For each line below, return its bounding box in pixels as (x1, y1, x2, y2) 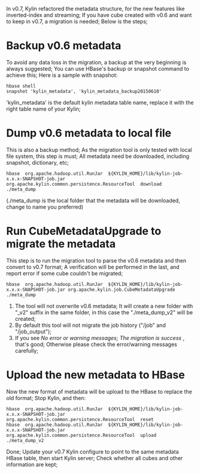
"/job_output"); (14, 327, 52, 335)
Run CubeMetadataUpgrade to (6, 225, 162, 238)
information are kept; (6, 461, 58, 468)
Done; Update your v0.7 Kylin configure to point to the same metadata (6, 448, 179, 455)
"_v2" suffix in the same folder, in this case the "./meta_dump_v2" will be (14, 309, 193, 316)
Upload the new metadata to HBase (6, 368, 185, 381)
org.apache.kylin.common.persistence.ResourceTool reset (6, 416, 154, 422)
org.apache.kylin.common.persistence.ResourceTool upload (6, 432, 157, 438)
